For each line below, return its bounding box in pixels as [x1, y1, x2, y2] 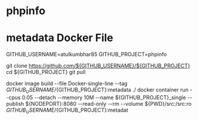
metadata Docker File [6, 31, 114, 45]
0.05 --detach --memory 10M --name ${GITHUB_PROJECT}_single [21, 93, 186, 101]
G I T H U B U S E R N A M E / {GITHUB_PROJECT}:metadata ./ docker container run [6, 86, 189, 95]
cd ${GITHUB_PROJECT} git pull [6, 69, 86, 76]
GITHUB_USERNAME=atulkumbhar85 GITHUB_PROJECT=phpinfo [6, 51, 167, 58]
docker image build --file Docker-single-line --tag [6, 80, 127, 87]
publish [6, 100, 24, 107]
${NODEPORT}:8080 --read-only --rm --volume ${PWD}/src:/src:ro [25, 100, 191, 107]
